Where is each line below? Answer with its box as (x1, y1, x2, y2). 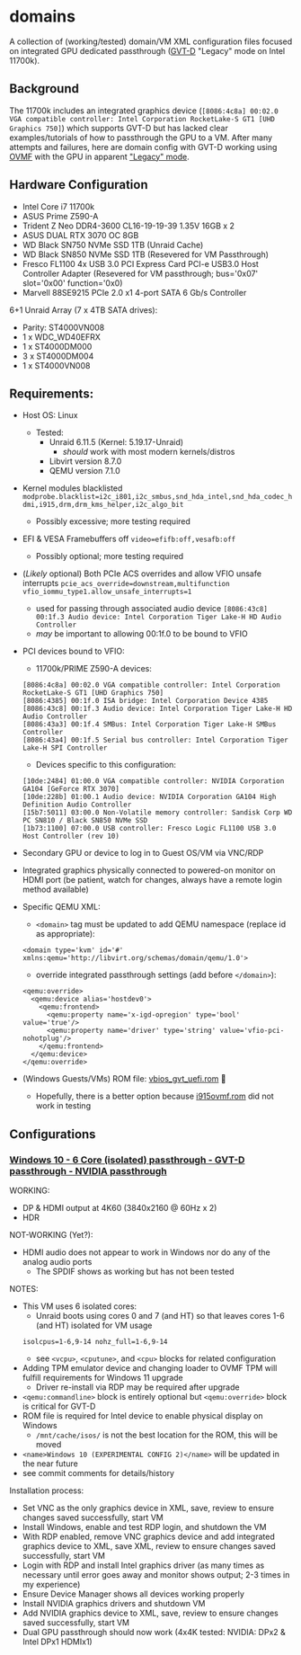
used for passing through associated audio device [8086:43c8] (35, 603, 268, 614)
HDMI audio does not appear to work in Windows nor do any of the (22, 1247, 271, 1258)
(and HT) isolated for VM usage (35, 1320, 153, 1331)
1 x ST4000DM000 (22, 341, 93, 351)
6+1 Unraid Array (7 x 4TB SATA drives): (9, 304, 158, 316)
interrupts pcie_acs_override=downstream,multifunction (22, 578, 231, 589)
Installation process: (9, 1485, 84, 1496)
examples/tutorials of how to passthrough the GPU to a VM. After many (9, 132, 272, 143)
